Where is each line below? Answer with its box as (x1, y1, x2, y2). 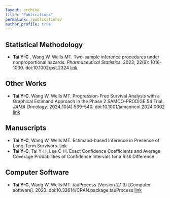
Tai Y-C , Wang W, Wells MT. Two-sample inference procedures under (12, 54, 160, 60)
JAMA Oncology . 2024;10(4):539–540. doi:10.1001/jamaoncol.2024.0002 (12, 104, 165, 110)
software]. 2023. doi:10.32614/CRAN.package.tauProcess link (12, 187, 142, 193)
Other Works (5, 79, 47, 88)
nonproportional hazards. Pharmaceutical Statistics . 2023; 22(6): (12, 59, 150, 65)
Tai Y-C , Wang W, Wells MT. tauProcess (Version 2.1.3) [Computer (12, 181, 151, 188)
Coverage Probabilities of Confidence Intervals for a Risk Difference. (12, 153, 156, 159)
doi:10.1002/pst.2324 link (25, 64, 78, 71)
